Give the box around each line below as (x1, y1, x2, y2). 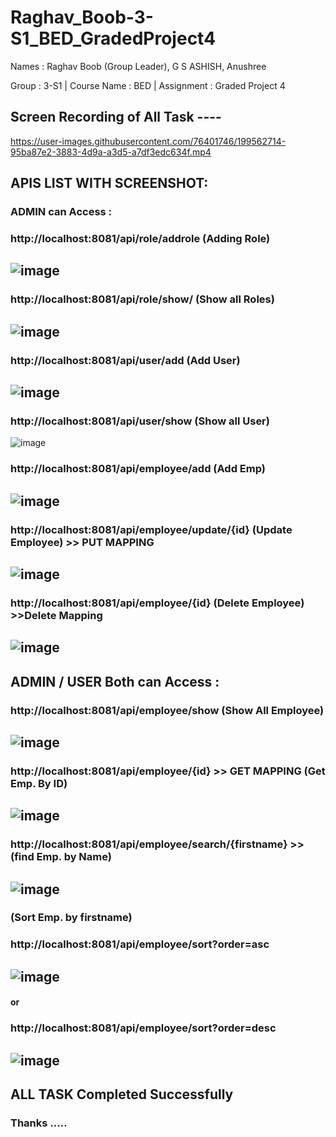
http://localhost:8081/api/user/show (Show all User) (10, 414, 270, 428)
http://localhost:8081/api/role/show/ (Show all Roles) (10, 292, 275, 306)
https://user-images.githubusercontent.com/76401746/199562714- (10, 135, 287, 147)
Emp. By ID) (10, 776, 68, 790)
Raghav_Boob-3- (10, 6, 154, 29)
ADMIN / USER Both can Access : (10, 673, 220, 690)
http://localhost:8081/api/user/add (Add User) (10, 353, 241, 367)
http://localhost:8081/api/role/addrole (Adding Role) (10, 231, 271, 245)
